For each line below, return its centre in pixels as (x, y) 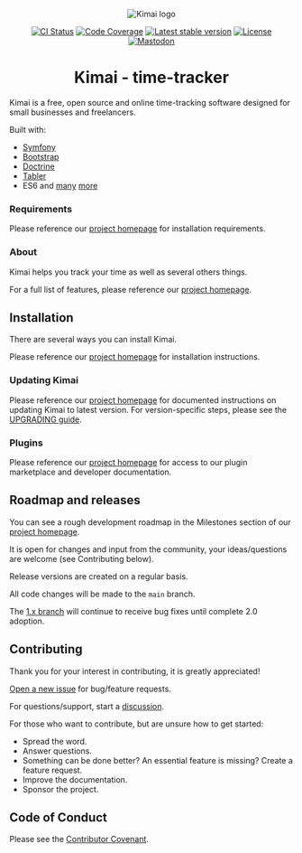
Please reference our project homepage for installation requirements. (137, 229)
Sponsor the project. (60, 789)
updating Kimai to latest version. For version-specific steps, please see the (148, 409)
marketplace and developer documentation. (91, 472)
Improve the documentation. (75, 779)
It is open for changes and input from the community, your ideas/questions (148, 549)
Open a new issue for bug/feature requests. (90, 689)
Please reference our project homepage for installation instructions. (135, 357)
